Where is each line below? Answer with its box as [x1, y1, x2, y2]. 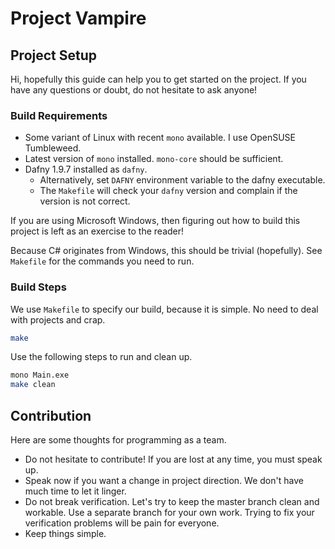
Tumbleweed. [24, 142, 82, 154]
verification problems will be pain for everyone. [24, 517, 220, 529]
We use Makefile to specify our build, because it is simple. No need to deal [10, 303, 319, 315]
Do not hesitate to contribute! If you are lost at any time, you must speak [24, 453, 323, 466]
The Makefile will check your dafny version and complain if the [39, 185, 298, 197]
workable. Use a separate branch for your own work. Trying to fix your [24, 507, 315, 519]
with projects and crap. [10, 313, 106, 326]
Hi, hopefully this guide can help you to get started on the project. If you [10, 73, 307, 85]
